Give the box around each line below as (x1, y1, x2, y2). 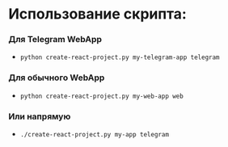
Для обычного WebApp (8, 72, 105, 83)
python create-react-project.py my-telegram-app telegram (19, 53, 220, 61)
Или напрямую (8, 111, 71, 122)
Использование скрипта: (8, 5, 188, 23)
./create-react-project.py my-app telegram (19, 131, 170, 139)
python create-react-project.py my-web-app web (19, 92, 184, 100)
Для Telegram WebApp (8, 34, 103, 45)
